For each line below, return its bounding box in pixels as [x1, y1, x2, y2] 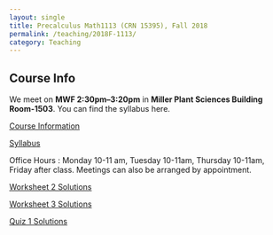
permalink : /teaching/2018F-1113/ [9, 29, 137, 38]
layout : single [9, 12, 66, 22]
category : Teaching [9, 37, 82, 47]
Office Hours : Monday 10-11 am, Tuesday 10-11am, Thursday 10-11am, [9, 155, 265, 166]
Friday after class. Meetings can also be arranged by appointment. [9, 165, 253, 176]
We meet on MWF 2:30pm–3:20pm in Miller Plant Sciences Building [9, 94, 263, 105]
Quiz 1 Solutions [9, 216, 68, 227]
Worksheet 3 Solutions [9, 199, 92, 209]
